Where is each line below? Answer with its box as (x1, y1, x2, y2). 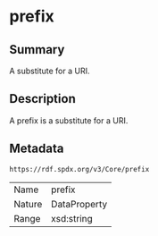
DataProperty (50, 198, 108, 210)
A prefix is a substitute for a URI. (9, 114, 129, 126)
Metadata (9, 141, 64, 156)
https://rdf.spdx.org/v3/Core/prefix (9, 164, 150, 173)
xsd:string (50, 212, 94, 224)
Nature (13, 198, 43, 210)
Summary (9, 42, 65, 57)
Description (9, 91, 76, 106)
